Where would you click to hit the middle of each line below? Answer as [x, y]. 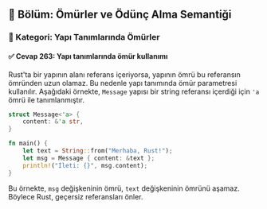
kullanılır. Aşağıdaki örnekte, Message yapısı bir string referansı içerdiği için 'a [134, 91]
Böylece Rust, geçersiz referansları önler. [76, 196]
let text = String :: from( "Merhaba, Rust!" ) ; [98, 151]
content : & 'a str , [53, 122]
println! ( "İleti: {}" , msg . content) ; [85, 165]
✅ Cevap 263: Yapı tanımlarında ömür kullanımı [88, 56]
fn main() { [28, 144]
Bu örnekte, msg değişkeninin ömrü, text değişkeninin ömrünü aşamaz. [124, 188]
